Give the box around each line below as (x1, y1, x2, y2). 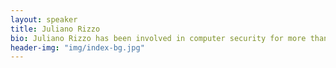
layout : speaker (10, 14, 78, 25)
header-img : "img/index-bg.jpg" (10, 42, 145, 53)
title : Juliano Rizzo (10, 24, 101, 34)
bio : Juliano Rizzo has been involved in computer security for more (10, 33, 307, 43)
